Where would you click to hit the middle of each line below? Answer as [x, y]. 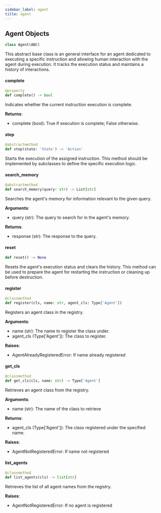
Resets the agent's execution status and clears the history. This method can [80, 267]
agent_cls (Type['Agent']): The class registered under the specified [79, 428]
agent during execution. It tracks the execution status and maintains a [74, 64]
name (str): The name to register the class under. [61, 331]
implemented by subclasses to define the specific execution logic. [71, 164]
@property [15, 91]
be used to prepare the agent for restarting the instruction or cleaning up [77, 272]
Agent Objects [27, 34]
